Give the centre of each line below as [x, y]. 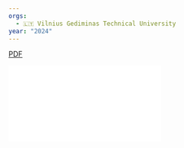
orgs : [18, 16]
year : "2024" [31, 31]
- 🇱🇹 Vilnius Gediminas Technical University [96, 24]
